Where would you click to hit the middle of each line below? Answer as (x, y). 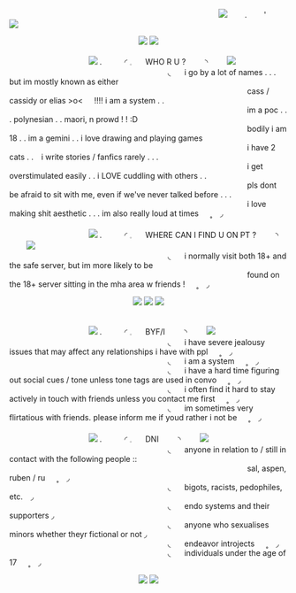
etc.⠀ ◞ (22, 497)
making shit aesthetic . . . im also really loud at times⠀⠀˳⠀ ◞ (116, 213)
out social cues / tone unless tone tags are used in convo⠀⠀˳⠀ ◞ (125, 380)
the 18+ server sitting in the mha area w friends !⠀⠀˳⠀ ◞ (110, 284)
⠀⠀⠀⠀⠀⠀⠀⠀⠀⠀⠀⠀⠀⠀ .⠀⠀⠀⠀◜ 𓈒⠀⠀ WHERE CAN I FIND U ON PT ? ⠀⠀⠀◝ (144, 235)
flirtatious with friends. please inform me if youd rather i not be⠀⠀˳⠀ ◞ (136, 417)
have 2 (263, 147)
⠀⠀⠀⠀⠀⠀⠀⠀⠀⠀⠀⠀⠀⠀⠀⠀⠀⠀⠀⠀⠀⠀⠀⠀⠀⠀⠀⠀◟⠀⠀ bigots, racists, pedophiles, (146, 487)
